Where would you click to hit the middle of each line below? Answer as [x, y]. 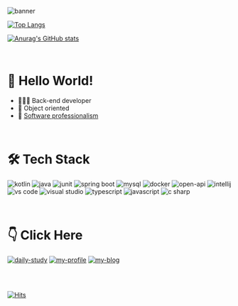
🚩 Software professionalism [58, 115]
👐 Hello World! [50, 81]
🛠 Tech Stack [49, 159]
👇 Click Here [45, 235]
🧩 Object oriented [43, 108]
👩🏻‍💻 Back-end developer [54, 100]
